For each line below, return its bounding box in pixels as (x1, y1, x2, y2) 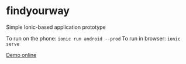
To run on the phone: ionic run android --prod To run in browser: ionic (6, 35, 181, 42)
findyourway (6, 4, 70, 18)
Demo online (6, 51, 37, 58)
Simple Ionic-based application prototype (6, 23, 106, 31)
